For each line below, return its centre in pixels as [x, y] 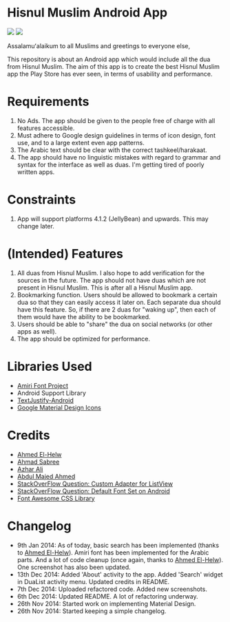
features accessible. [46, 128]
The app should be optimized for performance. [83, 339]
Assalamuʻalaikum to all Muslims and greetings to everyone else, [99, 45]
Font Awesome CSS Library [56, 498]
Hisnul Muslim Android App [87, 13]
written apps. [36, 172]
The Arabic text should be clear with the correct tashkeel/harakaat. [112, 150]
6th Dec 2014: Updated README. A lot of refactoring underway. [107, 596]
